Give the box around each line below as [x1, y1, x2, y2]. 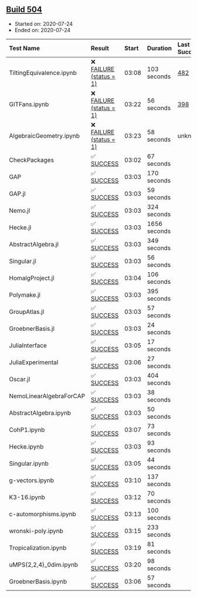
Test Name [9, 44, 40, 52]
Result [90, 44, 110, 52]
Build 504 [6, 5, 42, 15]
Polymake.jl [9, 290, 41, 298]
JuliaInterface [9, 341, 47, 350]
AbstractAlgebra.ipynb [9, 409, 72, 417]
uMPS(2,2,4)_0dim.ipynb [9, 560, 78, 568]
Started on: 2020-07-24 [14, 20, 73, 27]
